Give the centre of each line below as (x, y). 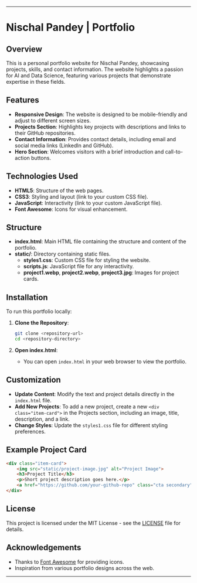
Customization (34, 380)
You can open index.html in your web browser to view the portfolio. (105, 362)
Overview (24, 49)
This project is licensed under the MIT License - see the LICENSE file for (93, 523)
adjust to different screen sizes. (52, 120)
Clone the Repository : (42, 323)
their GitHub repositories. (45, 133)
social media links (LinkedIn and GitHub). (64, 145)
